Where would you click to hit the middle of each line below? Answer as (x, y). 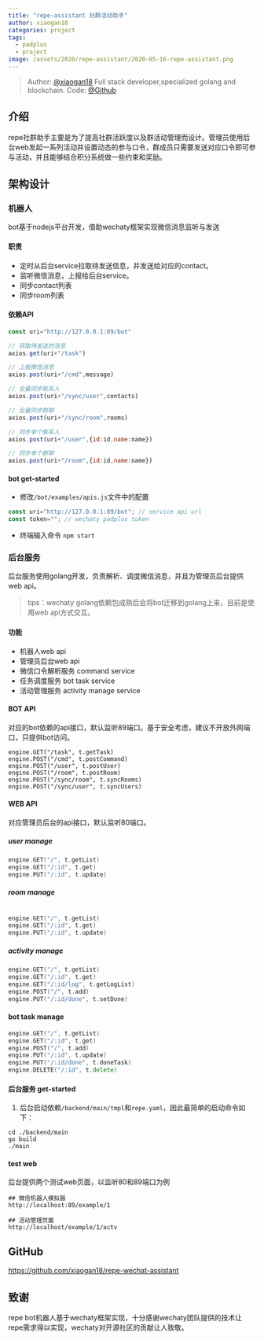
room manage (31, 892)
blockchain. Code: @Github (71, 90)
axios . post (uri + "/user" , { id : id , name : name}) (81, 439)
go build (22, 1139)
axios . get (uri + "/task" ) (47, 353)
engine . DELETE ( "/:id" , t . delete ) (63, 1070)
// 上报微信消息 (31, 367)
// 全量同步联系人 (34, 389)
